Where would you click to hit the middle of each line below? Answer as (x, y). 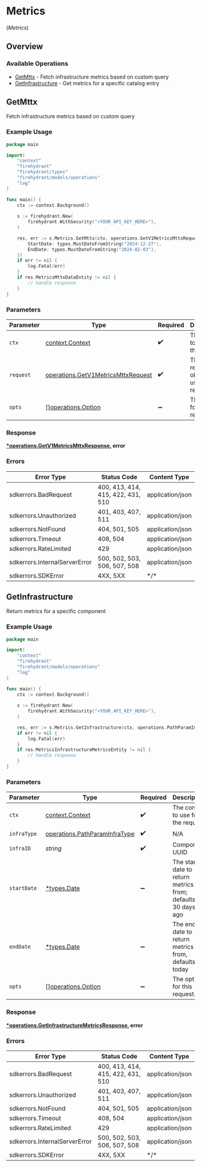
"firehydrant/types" (42, 172)
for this (182, 987)
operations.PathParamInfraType (90, 834)
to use (181, 815)
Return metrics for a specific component (56, 611)
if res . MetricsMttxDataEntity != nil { (67, 277)
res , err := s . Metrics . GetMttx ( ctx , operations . (79, 238)
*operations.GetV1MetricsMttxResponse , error (66, 446)
